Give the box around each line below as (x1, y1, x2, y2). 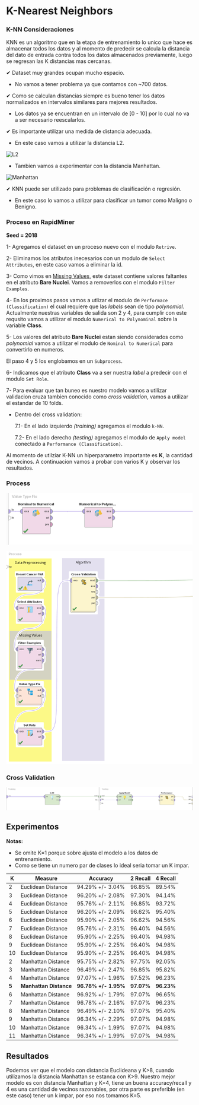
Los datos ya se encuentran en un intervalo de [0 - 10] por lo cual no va (14, 110, 190, 117)
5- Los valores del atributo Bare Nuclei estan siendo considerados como (6, 333, 184, 340)
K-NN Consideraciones (6, 26, 74, 34)
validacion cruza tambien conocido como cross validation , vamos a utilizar (6, 393, 188, 400)
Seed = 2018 (6, 232, 38, 239)
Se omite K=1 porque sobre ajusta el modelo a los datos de (14, 849, 158, 856)
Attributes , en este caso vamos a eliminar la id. (6, 261, 123, 268)
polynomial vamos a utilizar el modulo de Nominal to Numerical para (6, 340, 174, 347)
